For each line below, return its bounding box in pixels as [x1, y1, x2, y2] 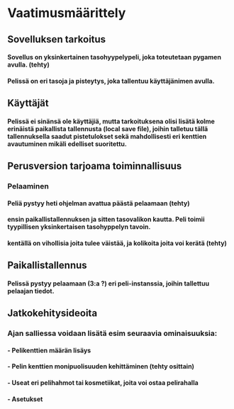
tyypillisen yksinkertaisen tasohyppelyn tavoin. [7, 223, 151, 231]
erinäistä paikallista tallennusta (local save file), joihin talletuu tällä [7, 124, 208, 133]
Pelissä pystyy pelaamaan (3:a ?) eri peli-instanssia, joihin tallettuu [7, 279, 210, 288]
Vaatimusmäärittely [7, 5, 126, 21]
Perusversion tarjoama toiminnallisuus [7, 160, 182, 172]
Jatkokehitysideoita [7, 307, 98, 320]
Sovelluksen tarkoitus [7, 33, 106, 45]
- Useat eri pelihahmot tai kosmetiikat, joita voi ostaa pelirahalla [7, 378, 199, 387]
